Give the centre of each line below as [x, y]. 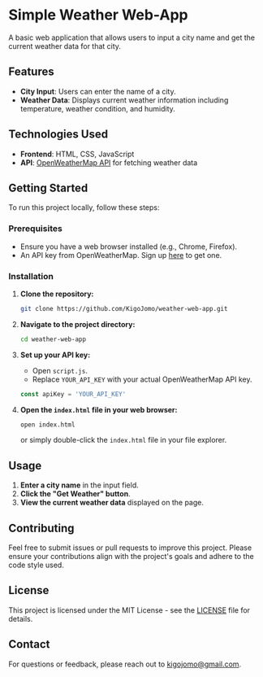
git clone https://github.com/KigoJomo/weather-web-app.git [124, 308]
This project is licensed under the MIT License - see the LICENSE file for [129, 610]
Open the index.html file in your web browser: [99, 409]
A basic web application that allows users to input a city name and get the [132, 37]
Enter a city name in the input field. [80, 485]
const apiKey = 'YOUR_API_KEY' [73, 394]
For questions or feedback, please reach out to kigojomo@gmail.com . [125, 664]
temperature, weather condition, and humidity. [98, 108]
